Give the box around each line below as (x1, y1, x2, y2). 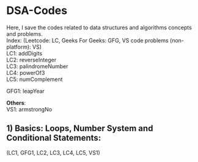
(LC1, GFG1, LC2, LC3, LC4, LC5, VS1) (6, 149, 101, 156)
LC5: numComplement (6, 76, 63, 83)
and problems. (6, 30, 43, 37)
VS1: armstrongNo (6, 105, 53, 113)
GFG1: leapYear (6, 87, 45, 94)
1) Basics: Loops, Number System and (6, 123, 153, 134)
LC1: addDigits (6, 49, 43, 57)
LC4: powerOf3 (6, 69, 45, 76)
